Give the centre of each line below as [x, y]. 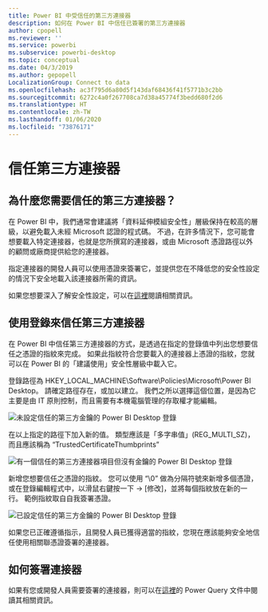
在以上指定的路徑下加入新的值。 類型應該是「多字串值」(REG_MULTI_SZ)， [132, 434]
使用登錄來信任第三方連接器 [77, 323]
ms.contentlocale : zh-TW [49, 113]
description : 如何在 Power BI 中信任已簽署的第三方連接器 [97, 23]
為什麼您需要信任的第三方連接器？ [92, 201]
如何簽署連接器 [45, 569]
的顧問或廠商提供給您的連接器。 [61, 251]
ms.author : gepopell [43, 75]
